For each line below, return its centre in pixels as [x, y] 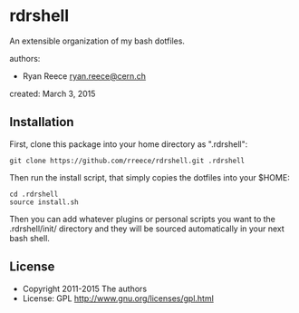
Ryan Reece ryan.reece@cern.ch [84, 76]
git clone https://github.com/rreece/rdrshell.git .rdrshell [127, 161]
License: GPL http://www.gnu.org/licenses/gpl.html [118, 298]
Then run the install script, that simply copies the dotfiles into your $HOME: [149, 177]
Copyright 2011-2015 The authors [85, 289]
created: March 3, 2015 [53, 93]
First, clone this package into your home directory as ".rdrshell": [129, 144]
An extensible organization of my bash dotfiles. [97, 41]
